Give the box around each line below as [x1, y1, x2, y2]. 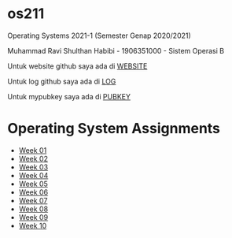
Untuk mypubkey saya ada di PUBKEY [7, 91, 131, 101]
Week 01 [18, 145, 47, 154]
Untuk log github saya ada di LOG [7, 76, 116, 86]
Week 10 [18, 221, 47, 230]
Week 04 [18, 170, 49, 180]
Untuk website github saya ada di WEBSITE [7, 61, 148, 71]
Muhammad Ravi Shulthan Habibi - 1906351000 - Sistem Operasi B [7, 46, 225, 55]
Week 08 [18, 204, 49, 214]
